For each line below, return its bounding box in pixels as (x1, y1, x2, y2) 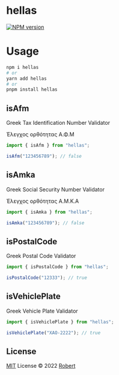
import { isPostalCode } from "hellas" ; (6, 264, 109, 270)
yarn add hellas (6, 76, 47, 82)
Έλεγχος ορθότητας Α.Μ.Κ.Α (6, 197, 79, 205)
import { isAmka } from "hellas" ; (6, 209, 93, 215)
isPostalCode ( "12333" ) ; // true (6, 275, 87, 281)
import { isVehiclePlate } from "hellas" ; (6, 319, 114, 325)
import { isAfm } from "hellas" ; (6, 142, 90, 149)
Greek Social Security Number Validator (6, 185, 105, 193)
